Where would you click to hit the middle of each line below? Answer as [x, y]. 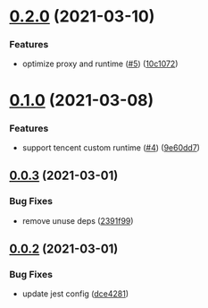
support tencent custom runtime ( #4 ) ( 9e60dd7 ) [111, 147]
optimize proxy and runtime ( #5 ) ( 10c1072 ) [100, 64]
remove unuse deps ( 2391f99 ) [78, 220]
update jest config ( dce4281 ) [75, 294]
